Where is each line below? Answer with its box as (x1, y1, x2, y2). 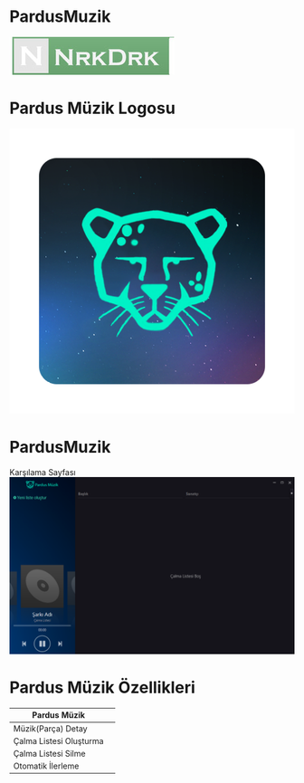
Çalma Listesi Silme (13, 749, 86, 759)
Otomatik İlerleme (13, 760, 80, 771)
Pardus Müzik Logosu (9, 98, 176, 119)
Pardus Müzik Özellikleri (9, 677, 196, 698)
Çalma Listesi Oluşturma (13, 735, 104, 746)
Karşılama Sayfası (9, 466, 76, 477)
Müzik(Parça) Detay (13, 722, 88, 734)
